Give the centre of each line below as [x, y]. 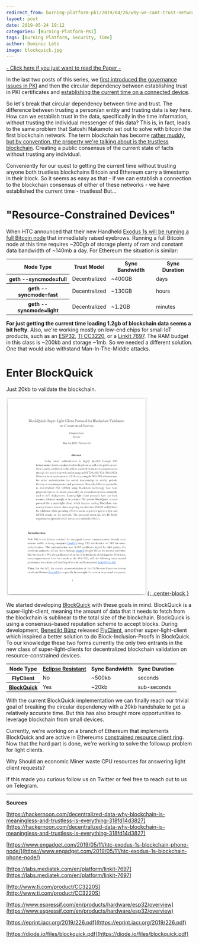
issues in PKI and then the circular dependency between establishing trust [97, 86]
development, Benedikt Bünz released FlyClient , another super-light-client [97, 630]
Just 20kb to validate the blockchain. [51, 389]
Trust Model [89, 267]
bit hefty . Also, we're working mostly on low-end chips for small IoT [89, 330]
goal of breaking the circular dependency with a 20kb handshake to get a [96, 707]
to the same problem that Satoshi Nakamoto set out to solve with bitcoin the [99, 129]
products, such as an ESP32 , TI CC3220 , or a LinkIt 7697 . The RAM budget [97, 336]
